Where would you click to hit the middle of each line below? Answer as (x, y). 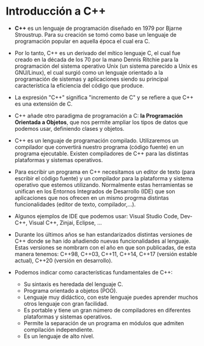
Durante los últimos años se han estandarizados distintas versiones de (104, 234)
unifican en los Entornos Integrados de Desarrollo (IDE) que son (95, 191)
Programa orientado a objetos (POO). (70, 290)
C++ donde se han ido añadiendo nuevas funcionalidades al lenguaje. (102, 241)
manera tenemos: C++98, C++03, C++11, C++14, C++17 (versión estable (106, 254)
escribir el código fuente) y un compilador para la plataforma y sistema (104, 178)
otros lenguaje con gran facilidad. (66, 303)
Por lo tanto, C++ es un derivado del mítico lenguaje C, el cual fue (97, 53)
